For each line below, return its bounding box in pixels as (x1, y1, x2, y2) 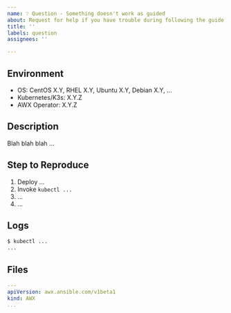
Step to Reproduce (7, 159, 89, 171)
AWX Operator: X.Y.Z (17, 100, 77, 109)
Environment (7, 67, 64, 80)
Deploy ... (17, 177, 45, 186)
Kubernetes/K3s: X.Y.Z (17, 93, 83, 101)
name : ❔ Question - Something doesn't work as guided (7, 10, 166, 17)
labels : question (7, 29, 57, 37)
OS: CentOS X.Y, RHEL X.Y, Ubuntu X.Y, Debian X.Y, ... (17, 86, 173, 94)
